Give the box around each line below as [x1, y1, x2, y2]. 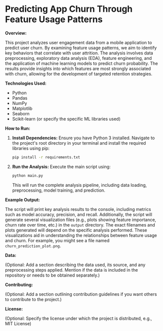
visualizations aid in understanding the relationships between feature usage [5, 232, 157, 238]
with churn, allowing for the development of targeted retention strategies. [5, 71, 153, 76]
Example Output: [5, 197, 40, 203]
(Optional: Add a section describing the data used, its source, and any [5, 261, 145, 268]
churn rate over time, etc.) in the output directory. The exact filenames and [5, 222, 155, 228]
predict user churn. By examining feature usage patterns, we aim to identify [5, 45, 157, 51]
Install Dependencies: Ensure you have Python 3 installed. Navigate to [12, 135, 155, 141]
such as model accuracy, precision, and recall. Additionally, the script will [5, 211, 152, 217]
